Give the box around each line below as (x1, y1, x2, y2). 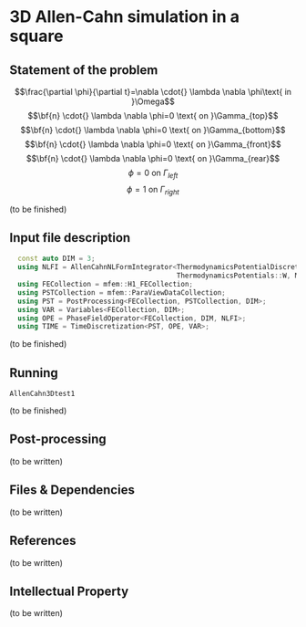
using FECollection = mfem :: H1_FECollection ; (17, 280, 194, 289)
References (9, 533, 76, 549)
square (9, 26, 64, 47)
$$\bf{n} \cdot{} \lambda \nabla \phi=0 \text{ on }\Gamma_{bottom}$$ (20, 125, 286, 135)
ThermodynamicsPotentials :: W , (176, 271, 291, 280)
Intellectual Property (9, 583, 129, 599)
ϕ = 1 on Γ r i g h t (127, 183, 179, 197)
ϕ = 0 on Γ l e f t (127, 167, 178, 180)
